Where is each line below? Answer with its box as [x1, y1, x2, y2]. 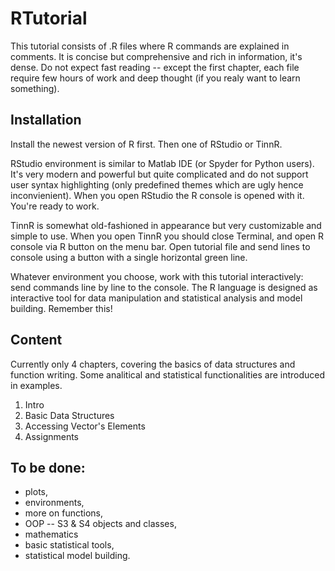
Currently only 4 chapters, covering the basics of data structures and [10, 358, 296, 370]
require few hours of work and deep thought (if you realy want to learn [10, 72, 301, 84]
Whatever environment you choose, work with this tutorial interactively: [10, 270, 304, 282]
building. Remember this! [10, 302, 113, 314]
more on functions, [24, 507, 103, 519]
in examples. [10, 379, 63, 391]
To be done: [10, 459, 86, 476]
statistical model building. [24, 550, 131, 562]
